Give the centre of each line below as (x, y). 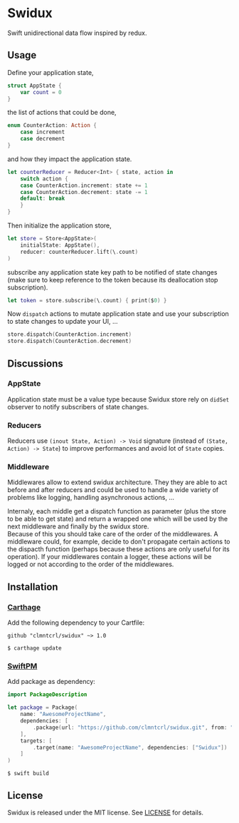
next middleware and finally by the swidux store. (78, 526)
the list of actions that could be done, (62, 113)
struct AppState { (34, 86)
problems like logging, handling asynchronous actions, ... (91, 498)
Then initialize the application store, (59, 225)
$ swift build (28, 774)
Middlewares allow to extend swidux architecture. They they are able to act (117, 482)
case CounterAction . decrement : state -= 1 (84, 192)
